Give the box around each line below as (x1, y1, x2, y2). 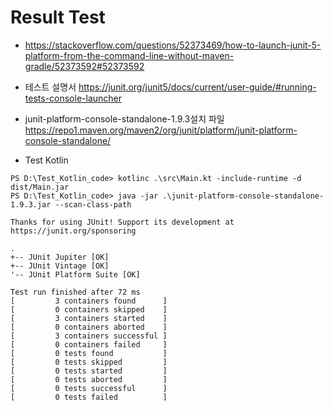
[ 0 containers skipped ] (10, 304, 168, 315)
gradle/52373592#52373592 (24, 60, 145, 72)
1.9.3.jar (10, 199, 52, 210)
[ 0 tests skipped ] (10, 357, 168, 367)
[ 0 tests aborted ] (10, 374, 168, 385)
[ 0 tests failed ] (10, 392, 168, 402)
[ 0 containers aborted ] (10, 322, 168, 332)
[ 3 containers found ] (10, 296, 168, 306)
